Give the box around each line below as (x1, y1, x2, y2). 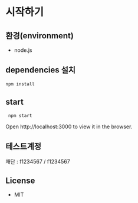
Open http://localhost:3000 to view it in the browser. (5, 123, 133, 130)
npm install (5, 81, 35, 87)
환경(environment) (5, 31, 74, 41)
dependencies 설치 (5, 65, 76, 75)
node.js (14, 46, 33, 54)
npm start (8, 112, 32, 118)
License (5, 175, 35, 185)
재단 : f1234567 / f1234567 (5, 158, 70, 165)
